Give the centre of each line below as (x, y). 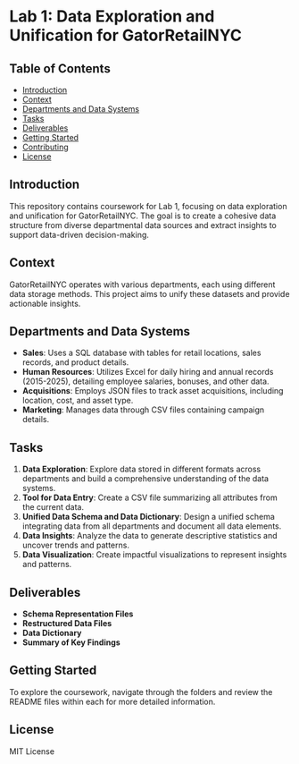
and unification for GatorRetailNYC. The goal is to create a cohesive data (143, 216)
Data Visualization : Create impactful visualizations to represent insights (154, 555)
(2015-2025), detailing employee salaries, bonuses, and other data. (145, 381)
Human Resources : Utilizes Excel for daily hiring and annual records (148, 372)
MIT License (32, 751)
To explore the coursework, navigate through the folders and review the (141, 692)
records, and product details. (75, 362)
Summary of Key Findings (71, 642)
